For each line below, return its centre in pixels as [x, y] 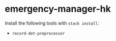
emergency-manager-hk [58, 9]
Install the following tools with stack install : [52, 23]
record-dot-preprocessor [38, 33]
